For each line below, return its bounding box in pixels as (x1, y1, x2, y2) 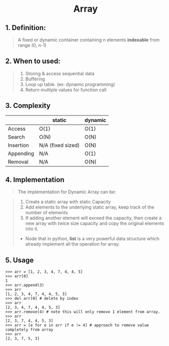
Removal (8, 158, 29, 165)
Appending (8, 150, 35, 157)
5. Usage (5, 255, 34, 265)
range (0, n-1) (17, 42, 47, 48)
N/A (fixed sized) (39, 141, 80, 149)
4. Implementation (5, 176, 65, 184)
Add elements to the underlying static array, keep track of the (25, 204, 154, 210)
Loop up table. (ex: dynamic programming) (25, 81, 116, 87)
